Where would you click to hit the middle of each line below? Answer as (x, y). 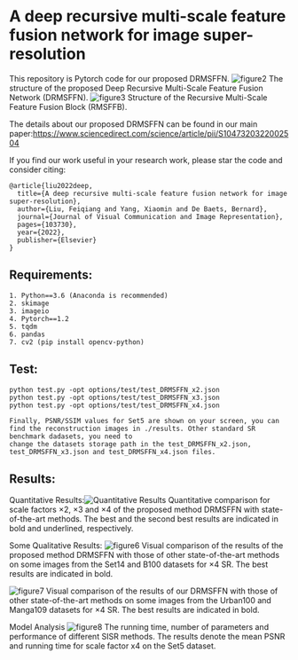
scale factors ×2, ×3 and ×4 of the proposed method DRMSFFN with (134, 510)
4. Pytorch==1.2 (39, 318)
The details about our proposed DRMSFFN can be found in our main (133, 124)
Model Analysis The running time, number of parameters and (139, 627)
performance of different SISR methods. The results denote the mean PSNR (147, 637)
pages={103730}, (47, 224)
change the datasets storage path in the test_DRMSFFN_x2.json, (130, 444)
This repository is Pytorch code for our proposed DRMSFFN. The (146, 78)
